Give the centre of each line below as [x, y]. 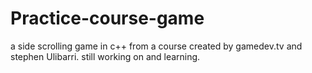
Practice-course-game [107, 18]
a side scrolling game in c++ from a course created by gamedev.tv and [156, 46]
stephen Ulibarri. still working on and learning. [105, 56]
